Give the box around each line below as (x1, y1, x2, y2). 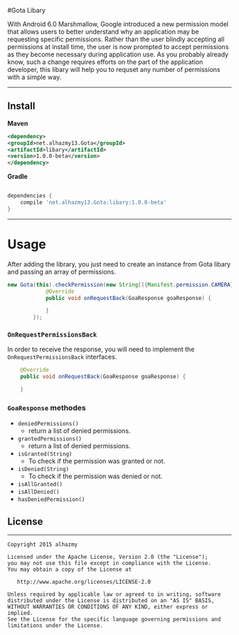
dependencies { (7, 192, 53, 200)
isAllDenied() (17, 488, 60, 496)
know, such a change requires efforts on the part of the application (7, 58, 203, 66)
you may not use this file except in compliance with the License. (7, 559, 212, 567)
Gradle (7, 172, 28, 181)
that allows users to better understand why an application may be (7, 28, 199, 36)
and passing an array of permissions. (7, 267, 116, 276)
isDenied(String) (17, 466, 70, 473)
